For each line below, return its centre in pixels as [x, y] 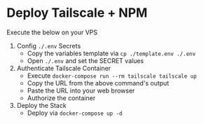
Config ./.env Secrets [49, 46]
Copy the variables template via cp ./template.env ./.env [111, 53]
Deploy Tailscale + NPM [77, 13]
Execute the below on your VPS [52, 32]
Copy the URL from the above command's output [98, 83]
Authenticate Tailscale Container [64, 68]
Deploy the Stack [42, 105]
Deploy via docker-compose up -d [75, 113]
